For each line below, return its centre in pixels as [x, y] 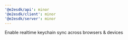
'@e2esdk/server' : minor [30, 19]
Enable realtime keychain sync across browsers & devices [64, 33]
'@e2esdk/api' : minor [27, 10]
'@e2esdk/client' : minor [30, 14]
